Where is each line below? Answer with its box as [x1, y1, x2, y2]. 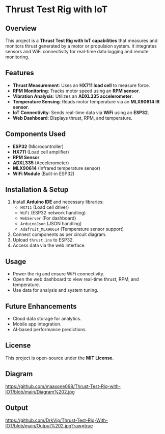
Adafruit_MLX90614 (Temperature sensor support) [20, 226, 124, 232]
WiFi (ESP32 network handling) [20, 210, 86, 216]
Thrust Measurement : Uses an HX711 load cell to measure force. [12, 82, 150, 88]
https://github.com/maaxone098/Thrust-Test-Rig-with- [5, 383, 121, 389]
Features [5, 69, 34, 77]
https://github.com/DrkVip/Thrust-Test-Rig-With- [5, 417, 108, 423]
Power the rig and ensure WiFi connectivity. [12, 271, 104, 277]
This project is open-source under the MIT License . [5, 355, 114, 361]
